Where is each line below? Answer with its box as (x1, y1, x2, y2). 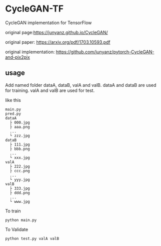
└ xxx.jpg (9, 155, 30, 160)
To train (5, 208, 21, 214)
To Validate (5, 226, 28, 232)
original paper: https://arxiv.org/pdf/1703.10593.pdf (5, 39, 111, 45)
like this (5, 97, 21, 103)
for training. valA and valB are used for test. (5, 87, 95, 93)
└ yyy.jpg (9, 177, 30, 182)
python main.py (5, 217, 37, 222)
